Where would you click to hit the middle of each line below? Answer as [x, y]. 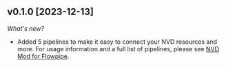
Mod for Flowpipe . [43, 56]
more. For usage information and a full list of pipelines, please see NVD [118, 49]
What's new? [26, 28]
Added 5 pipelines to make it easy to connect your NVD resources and [117, 42]
